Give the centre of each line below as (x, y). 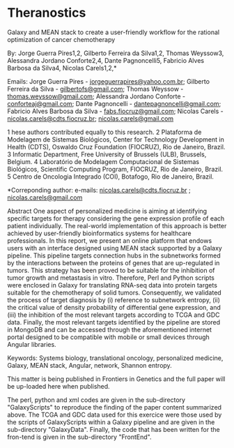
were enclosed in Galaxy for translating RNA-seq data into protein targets (112, 285)
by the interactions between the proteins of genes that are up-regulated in (114, 262)
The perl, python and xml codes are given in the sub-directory (96, 400)
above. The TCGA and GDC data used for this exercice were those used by (115, 415)
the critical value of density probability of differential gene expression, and (114, 307)
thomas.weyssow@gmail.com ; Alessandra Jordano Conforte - (96, 96)
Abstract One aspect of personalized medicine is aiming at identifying (107, 211)
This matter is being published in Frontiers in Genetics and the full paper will (116, 379)
